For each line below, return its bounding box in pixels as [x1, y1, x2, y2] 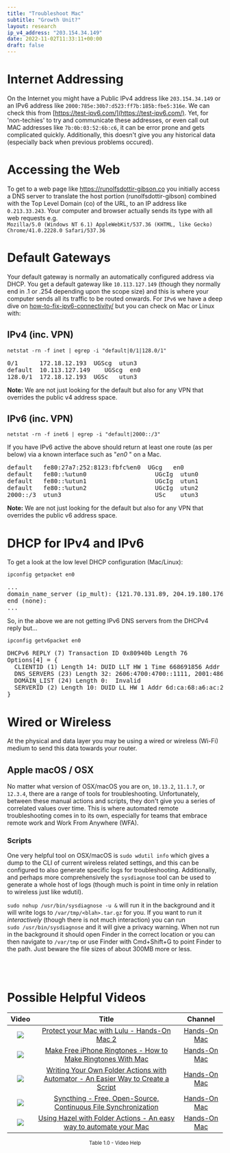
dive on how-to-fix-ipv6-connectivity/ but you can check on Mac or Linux [7, 301, 215, 310]
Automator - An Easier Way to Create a [43, 1074, 170, 1084]
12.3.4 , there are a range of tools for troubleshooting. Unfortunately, [7, 790, 200, 798]
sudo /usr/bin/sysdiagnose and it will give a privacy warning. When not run [7, 923, 220, 931]
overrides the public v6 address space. [7, 511, 118, 520]
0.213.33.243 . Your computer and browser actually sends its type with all [7, 207, 213, 215]
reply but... [7, 624, 38, 632]
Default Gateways [7, 250, 111, 266]
